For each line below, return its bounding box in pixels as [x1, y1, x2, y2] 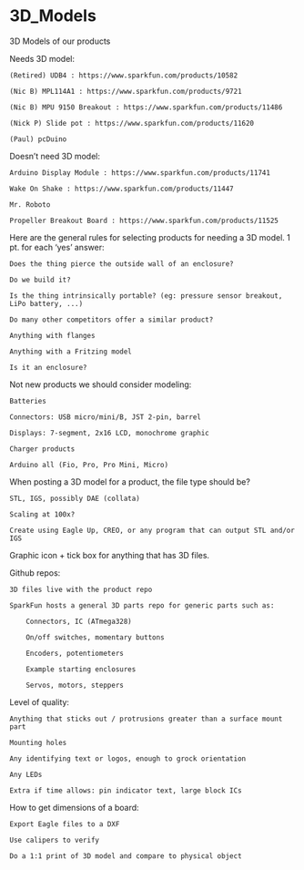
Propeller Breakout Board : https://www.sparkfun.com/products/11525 [9, 216, 279, 225]
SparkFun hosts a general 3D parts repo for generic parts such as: [9, 600, 275, 610]
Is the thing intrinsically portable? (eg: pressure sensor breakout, [9, 291, 283, 301]
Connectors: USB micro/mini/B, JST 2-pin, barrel [9, 412, 202, 422]
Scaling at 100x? [9, 509, 76, 519]
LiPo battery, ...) [9, 299, 84, 308]
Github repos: [9, 567, 61, 578]
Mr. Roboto [9, 200, 51, 210]
